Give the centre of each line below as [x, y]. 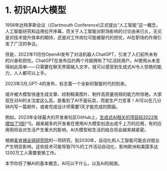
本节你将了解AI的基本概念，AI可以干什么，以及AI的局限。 [64, 163]
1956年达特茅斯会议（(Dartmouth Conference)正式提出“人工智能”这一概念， [83, 25]
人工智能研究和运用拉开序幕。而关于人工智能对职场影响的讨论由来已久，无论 [83, 31]
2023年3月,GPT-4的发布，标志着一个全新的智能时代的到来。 [67, 83]
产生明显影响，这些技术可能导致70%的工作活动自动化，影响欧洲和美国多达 [82, 146]
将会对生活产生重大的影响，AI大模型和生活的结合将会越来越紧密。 [81, 130]
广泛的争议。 [27, 43]
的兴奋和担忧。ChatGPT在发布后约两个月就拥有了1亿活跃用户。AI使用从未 [81, 60]
